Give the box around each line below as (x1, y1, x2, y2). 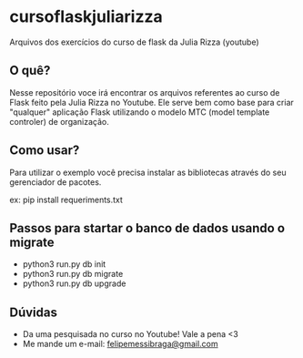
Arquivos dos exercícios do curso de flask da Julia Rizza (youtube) (9, 36, 259, 47)
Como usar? (9, 143, 80, 159)
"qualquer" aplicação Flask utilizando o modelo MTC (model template (9, 107, 270, 118)
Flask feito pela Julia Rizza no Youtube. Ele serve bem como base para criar (9, 97, 294, 107)
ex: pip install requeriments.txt (9, 194, 123, 205)
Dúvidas (9, 304, 57, 320)
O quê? (9, 63, 51, 78)
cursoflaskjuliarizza (9, 6, 163, 27)
